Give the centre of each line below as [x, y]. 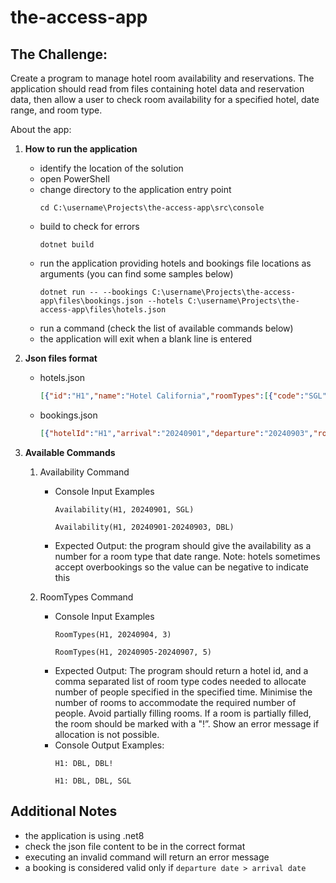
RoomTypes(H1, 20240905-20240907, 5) [133, 652]
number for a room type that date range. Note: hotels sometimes [187, 556]
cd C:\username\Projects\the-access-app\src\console [152, 208]
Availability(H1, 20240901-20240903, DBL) [144, 527]
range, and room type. [56, 110]
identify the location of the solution [111, 168]
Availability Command [84, 472]
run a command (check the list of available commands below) [166, 328]
